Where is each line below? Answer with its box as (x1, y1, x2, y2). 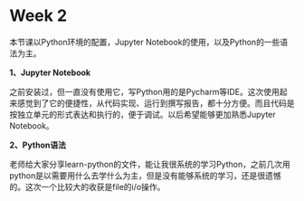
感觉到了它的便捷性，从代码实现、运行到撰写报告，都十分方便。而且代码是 (16, 97, 295, 109)
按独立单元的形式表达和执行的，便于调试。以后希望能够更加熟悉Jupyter (9, 109, 276, 120)
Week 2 (9, 5, 68, 26)
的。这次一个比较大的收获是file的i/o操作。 (9, 181, 166, 192)
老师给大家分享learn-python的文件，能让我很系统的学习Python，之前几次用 (9, 158, 291, 169)
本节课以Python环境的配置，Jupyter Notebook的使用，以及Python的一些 (9, 36, 280, 47)
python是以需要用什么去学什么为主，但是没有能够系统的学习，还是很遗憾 (9, 169, 281, 181)
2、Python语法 (9, 139, 66, 150)
